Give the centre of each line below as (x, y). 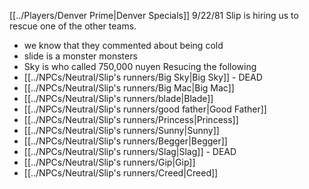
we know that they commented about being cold (123, 45)
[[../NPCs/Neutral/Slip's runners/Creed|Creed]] (121, 173)
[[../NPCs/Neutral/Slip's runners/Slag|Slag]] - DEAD (130, 151)
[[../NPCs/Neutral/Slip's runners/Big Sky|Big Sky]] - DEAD (143, 77)
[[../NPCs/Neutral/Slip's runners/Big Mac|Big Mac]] (129, 88)
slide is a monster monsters (80, 56)
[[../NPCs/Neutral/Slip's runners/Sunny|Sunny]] (121, 130)
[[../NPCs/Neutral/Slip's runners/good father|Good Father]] (145, 109)
